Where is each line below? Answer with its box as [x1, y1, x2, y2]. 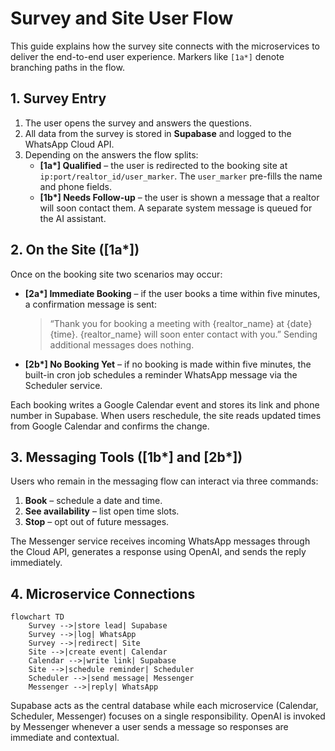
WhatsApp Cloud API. [24, 138, 115, 150]
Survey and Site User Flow [10, 7, 234, 30]
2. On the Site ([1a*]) [10, 242, 140, 259]
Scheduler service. [24, 379, 103, 391]
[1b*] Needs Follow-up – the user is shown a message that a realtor [39, 191, 320, 203]
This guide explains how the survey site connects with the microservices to [10, 40, 320, 52]
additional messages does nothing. [49, 338, 195, 351]
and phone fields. [39, 180, 112, 192]
